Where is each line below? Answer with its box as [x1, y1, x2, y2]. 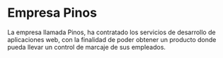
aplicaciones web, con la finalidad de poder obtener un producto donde [7, 35, 217, 43]
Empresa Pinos [7, 5, 98, 21]
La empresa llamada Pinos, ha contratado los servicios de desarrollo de [7, 28, 216, 36]
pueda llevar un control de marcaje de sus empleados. [7, 43, 166, 51]
